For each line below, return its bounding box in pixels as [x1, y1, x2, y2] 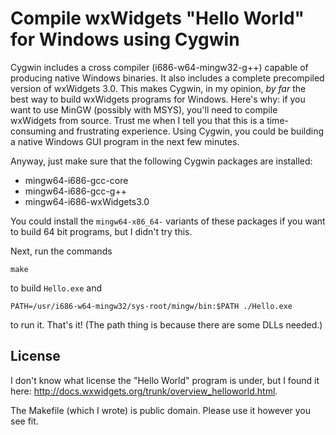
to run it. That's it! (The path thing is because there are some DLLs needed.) [10, 318, 323, 331]
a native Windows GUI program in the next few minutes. [10, 135, 240, 147]
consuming [10, 125, 57, 137]
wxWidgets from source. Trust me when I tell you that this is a [10, 114, 265, 126]
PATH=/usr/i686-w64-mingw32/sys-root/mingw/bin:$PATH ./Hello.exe [10, 301, 293, 311]
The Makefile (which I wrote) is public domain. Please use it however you [10, 404, 312, 416]
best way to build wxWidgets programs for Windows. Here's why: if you [10, 93, 306, 105]
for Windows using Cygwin [10, 28, 240, 51]
